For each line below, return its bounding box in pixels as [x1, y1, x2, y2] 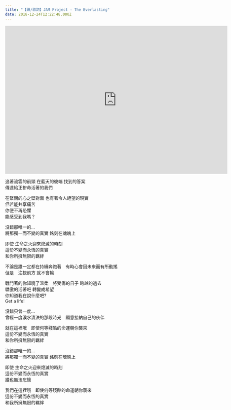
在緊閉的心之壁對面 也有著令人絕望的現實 [5, 195, 89, 201]
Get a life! [5, 298, 25, 304]
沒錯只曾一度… [5, 308, 36, 314]
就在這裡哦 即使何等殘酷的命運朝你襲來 [5, 325, 87, 331]
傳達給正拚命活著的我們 [5, 185, 53, 190]
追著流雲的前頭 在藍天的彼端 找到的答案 [5, 178, 85, 184]
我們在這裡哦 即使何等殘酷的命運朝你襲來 [5, 387, 92, 393]
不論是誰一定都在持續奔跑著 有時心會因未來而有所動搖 [5, 263, 117, 269]
